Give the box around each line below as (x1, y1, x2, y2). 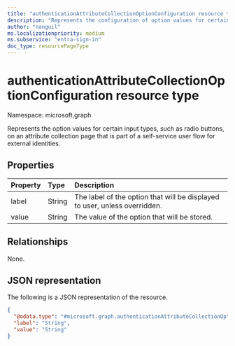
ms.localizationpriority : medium (7, 29, 105, 37)
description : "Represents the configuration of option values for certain (7, 17, 230, 24)
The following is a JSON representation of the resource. (7, 293, 168, 301)
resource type (115, 88, 199, 103)
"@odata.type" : (13, 313, 58, 320)
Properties (7, 159, 55, 171)
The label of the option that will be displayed (74, 192, 220, 201)
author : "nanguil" (7, 23, 61, 30)
